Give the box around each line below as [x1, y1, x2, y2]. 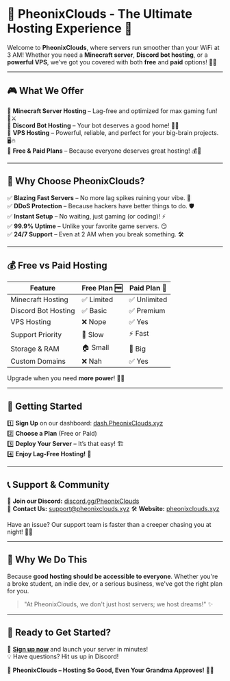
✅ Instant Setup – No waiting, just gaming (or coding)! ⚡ [7, 212, 166, 220]
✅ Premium [129, 306, 166, 316]
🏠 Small [81, 343, 110, 352]
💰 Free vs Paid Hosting [7, 260, 107, 271]
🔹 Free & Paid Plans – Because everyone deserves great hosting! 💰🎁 [7, 147, 202, 155]
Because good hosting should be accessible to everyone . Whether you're [7, 572, 218, 580]
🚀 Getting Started [7, 400, 83, 412]
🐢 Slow [81, 330, 104, 339]
